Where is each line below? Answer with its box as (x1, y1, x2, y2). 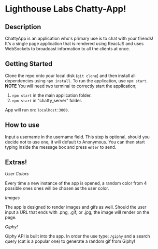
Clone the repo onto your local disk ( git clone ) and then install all (5, 73, 136, 78)
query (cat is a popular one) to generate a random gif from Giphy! (5, 238, 135, 244)
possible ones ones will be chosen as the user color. (5, 186, 109, 191)
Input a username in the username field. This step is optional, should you (5, 134, 150, 140)
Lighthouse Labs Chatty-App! (5, 3, 127, 15)
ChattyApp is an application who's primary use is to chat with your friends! (5, 35, 154, 41)
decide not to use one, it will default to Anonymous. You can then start (5, 139, 145, 145)
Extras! (5, 158, 28, 167)
